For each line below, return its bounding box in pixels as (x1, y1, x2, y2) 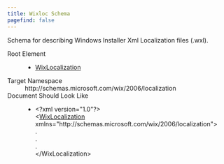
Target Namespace (7, 76, 63, 84)
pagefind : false (7, 17, 55, 24)
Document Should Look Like (7, 91, 89, 100)
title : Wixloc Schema (7, 10, 71, 17)
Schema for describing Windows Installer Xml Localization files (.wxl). (7, 36, 209, 44)
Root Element (7, 50, 46, 58)
